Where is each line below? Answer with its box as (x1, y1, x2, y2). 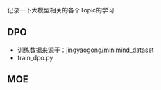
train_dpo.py (17, 53, 53, 62)
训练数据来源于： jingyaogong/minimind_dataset (17, 46, 154, 54)
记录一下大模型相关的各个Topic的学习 (7, 6, 115, 14)
